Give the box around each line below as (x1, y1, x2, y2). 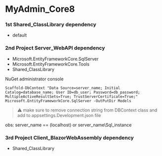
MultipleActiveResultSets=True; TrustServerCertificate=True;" (5, 94, 138, 99)
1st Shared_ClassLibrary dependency (5, 21, 96, 28)
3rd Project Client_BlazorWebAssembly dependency (5, 134, 134, 141)
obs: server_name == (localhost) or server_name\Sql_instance (5, 122, 132, 128)
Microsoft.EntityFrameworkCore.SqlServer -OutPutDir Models (5, 98, 132, 103)
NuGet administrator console (5, 76, 64, 82)
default (12, 32, 27, 38)
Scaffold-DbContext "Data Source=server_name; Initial (5, 85, 121, 90)
